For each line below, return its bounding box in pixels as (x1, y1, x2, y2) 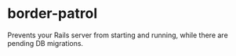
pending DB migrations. (7, 38, 84, 47)
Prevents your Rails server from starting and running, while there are (7, 30, 228, 40)
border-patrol (7, 5, 98, 23)
